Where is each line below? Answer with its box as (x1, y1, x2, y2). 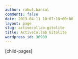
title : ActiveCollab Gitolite (5, 30, 67, 35)
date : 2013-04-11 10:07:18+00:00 (5, 16, 74, 21)
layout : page (5, 21, 32, 26)
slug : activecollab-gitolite (5, 26, 65, 30)
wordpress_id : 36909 (5, 35, 48, 40)
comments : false (5, 12, 38, 17)
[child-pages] (5, 48, 33, 54)
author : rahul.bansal (5, 7, 50, 12)
